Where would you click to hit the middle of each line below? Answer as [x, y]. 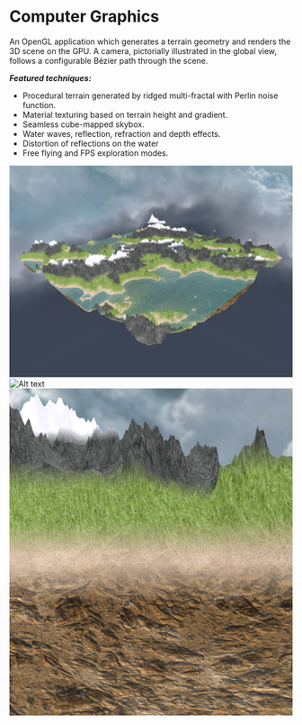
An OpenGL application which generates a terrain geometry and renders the [150, 41]
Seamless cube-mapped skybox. [84, 124]
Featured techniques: [50, 77]
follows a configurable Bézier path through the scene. [109, 60]
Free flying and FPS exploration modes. [95, 153]
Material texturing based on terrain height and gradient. [125, 114]
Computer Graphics [84, 17]
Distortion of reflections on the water [90, 143]
